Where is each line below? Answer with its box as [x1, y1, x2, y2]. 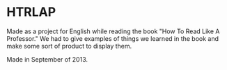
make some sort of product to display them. [6, 42, 132, 50]
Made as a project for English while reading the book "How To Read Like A [6, 27, 220, 35]
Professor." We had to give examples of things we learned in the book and [6, 34, 219, 42]
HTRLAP [6, 4, 56, 20]
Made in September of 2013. [6, 55, 88, 63]
